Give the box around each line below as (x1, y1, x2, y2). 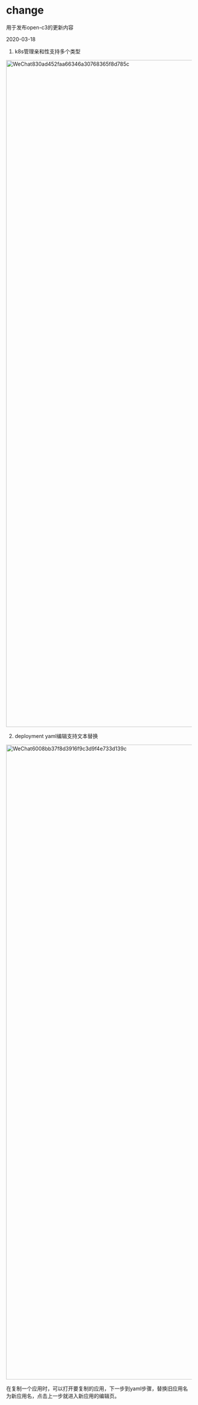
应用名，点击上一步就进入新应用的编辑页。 (16, 1392, 120, 1399)
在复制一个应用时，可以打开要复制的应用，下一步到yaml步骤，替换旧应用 (6, 1385, 183, 1392)
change (6, 4, 44, 17)
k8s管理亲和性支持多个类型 (14, 48, 81, 55)
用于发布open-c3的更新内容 (6, 24, 74, 31)
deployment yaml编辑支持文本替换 (14, 732, 98, 739)
